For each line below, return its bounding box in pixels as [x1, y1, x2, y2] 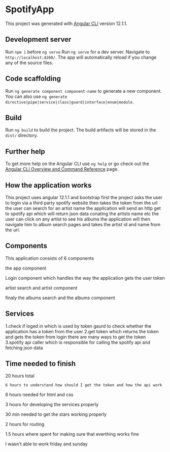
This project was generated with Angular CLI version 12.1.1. [5, 20, 128, 26]
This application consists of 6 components [5, 255, 94, 261]
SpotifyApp [5, 4, 54, 15]
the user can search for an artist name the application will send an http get [5, 205, 161, 211]
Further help [5, 147, 46, 156]
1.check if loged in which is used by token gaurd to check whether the [5, 323, 152, 329]
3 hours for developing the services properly [5, 402, 99, 408]
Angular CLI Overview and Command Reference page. [5, 166, 119, 172]
